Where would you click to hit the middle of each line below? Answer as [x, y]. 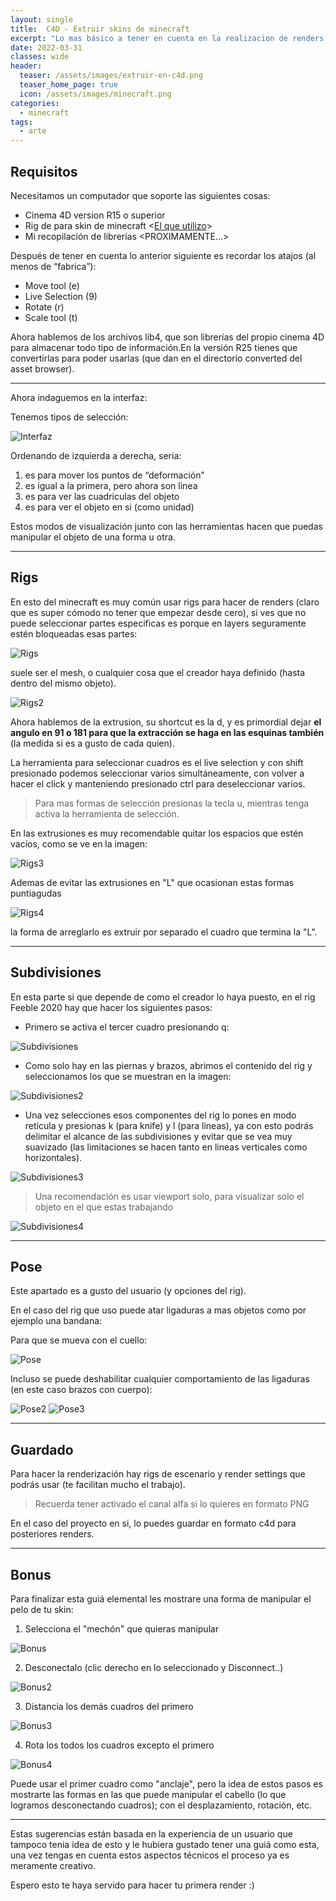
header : [26, 66]
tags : [21, 122]
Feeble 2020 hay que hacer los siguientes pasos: [111, 1007]
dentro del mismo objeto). [63, 683]
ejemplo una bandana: [56, 1321]
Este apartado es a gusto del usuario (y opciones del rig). [128, 1291]
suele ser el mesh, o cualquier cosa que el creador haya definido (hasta [158, 672]
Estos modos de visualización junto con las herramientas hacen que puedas [166, 526]
